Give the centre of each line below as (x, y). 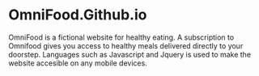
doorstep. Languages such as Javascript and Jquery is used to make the (130, 54)
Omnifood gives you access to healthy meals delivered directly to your (126, 45)
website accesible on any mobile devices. (78, 63)
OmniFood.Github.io (78, 15)
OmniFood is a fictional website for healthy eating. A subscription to (121, 37)
